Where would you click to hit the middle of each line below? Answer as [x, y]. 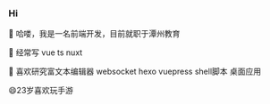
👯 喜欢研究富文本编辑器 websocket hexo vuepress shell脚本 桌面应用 [135, 72]
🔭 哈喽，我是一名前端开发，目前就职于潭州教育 [94, 34]
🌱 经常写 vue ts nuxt [46, 52]
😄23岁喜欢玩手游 [41, 91]
